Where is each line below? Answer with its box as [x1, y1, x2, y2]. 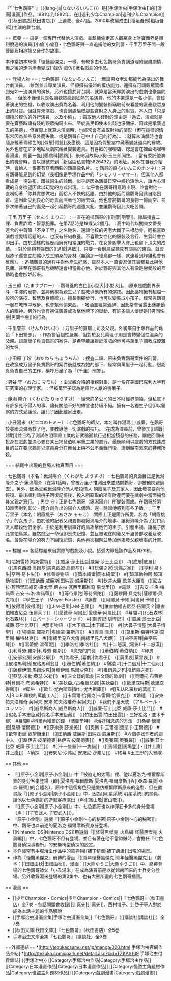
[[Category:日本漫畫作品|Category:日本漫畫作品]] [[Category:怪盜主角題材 [5, 964, 160, 969]
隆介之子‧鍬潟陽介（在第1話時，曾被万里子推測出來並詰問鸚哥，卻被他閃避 [5, 480, 160, 485]
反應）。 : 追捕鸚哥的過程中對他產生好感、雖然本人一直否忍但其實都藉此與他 [5, 259, 163, 265]
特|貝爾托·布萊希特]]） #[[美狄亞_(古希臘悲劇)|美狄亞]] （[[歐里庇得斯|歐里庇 [5, 680, 164, 686]
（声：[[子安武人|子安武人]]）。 [12, 810, 77, 816]
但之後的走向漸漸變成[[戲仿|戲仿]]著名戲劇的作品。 [5, 65, 112, 71]
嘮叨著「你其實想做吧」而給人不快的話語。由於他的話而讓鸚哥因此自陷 [9, 191, 157, 196]
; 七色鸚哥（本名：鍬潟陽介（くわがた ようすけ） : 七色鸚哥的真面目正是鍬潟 [5, 473, 165, 479]
